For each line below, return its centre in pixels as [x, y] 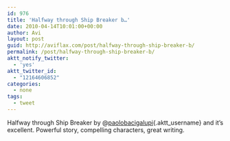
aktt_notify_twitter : [38, 58]
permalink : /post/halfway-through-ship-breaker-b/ [81, 52]
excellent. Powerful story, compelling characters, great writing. [96, 130]
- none [23, 90]
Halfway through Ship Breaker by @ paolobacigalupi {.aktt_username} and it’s [115, 122]
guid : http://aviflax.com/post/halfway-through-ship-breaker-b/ [101, 45]
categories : [24, 84]
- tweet [24, 103]
